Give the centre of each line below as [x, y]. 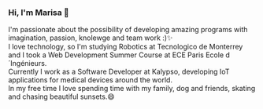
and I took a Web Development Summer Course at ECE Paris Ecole [116, 55]
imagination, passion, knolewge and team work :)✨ [91, 38]
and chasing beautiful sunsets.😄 [62, 96]
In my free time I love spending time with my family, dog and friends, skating [132, 89]
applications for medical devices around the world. [91, 80]
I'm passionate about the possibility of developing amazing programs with [128, 30]
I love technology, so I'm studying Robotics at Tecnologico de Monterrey [126, 47]
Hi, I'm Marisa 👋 [39, 13]
